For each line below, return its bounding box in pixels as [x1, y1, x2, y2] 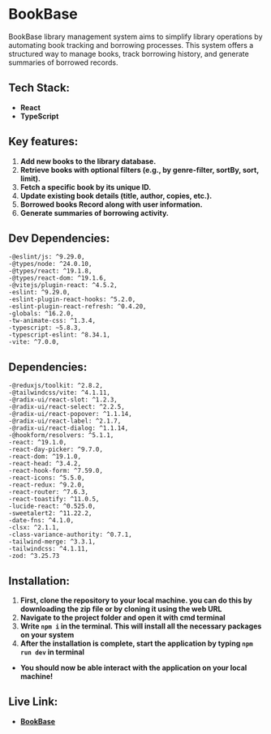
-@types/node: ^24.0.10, [8, 260, 92, 268]
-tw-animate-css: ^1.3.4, [8, 317, 96, 325]
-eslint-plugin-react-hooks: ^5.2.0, [8, 295, 136, 304]
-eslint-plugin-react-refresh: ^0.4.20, [8, 303, 148, 311]
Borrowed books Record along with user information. [19, 200, 203, 209]
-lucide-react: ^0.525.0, [8, 502, 96, 511]
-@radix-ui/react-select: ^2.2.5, [8, 403, 126, 411]
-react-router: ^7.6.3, [8, 488, 89, 496]
